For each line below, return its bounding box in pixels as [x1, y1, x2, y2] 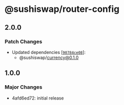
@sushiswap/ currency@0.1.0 [19, 54, 79, 60]
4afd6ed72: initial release [11, 95, 64, 101]
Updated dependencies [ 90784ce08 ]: [11, 49, 86, 55]
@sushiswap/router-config [4, 3, 120, 15]
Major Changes [4, 84, 43, 91]
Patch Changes [4, 38, 43, 45]
